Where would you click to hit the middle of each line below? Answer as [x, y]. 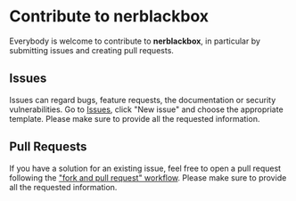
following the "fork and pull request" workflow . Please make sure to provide [148, 177]
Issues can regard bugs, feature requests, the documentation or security [143, 100]
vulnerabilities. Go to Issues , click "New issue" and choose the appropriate [146, 109]
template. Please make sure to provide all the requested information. [135, 118]
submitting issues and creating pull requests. [91, 50]
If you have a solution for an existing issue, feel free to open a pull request [145, 168]
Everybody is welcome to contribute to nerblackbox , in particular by [135, 41]
